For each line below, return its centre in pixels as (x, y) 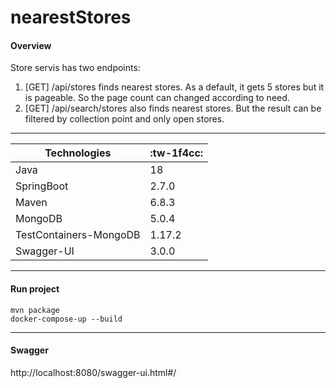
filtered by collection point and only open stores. (124, 119)
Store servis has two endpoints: (75, 68)
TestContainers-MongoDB (78, 235)
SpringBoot (42, 186)
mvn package (35, 310)
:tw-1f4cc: (176, 153)
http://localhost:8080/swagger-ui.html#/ (93, 372)
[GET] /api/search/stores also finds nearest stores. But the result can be (173, 108)
